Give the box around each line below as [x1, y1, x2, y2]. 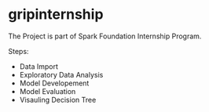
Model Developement [19, 78, 90, 88]
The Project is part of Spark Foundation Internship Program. [8, 31, 202, 41]
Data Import [19, 61, 59, 71]
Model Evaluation [19, 86, 76, 96]
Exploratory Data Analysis [19, 70, 104, 79]
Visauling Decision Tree [19, 95, 97, 104]
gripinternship [8, 5, 104, 23]
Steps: [8, 46, 29, 56]
